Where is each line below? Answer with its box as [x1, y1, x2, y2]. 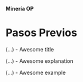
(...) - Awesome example [5, 69, 66, 76]
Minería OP [5, 5, 34, 12]
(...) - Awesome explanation [5, 57, 73, 65]
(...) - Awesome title [5, 45, 54, 53]
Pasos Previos [5, 26, 78, 40]
